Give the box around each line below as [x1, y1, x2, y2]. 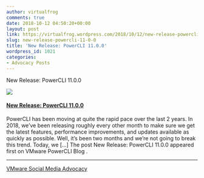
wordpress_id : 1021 [6, 49, 56, 55]
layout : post [6, 26, 39, 32]
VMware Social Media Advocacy [6, 165, 88, 172]
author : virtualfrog [6, 9, 59, 15]
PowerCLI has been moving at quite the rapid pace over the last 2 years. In [6, 115, 193, 122]
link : [6, 32, 20, 38]
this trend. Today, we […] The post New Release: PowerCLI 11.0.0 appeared [6, 141, 194, 148]
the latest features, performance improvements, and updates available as [6, 128, 189, 135]
